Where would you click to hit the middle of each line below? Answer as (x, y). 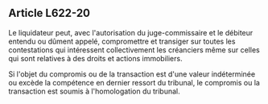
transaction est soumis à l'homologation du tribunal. (95, 91)
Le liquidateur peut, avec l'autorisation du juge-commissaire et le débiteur (131, 32)
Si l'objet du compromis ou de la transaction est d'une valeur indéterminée (132, 74)
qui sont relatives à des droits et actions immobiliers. (95, 58)
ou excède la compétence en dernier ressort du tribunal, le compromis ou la (134, 82)
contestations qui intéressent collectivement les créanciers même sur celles (134, 50)
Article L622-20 (49, 13)
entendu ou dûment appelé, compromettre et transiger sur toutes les (122, 41)
